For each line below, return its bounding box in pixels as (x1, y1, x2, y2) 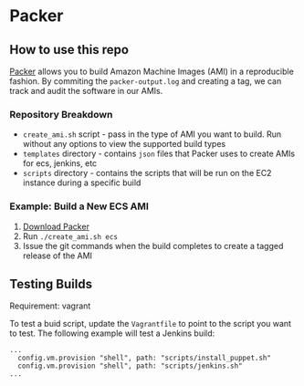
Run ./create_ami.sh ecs (22, 230, 119, 242)
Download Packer (22, 221, 89, 232)
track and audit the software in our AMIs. (9, 86, 163, 96)
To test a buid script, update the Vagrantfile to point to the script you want (9, 318, 292, 329)
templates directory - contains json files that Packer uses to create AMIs (22, 148, 295, 160)
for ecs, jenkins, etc (22, 158, 98, 169)
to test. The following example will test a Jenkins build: (9, 328, 215, 339)
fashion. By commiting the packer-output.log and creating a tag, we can (9, 76, 282, 87)
